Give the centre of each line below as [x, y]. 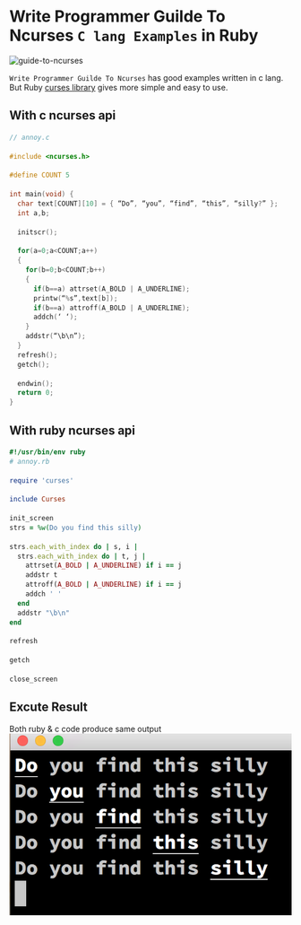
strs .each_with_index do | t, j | [82, 556]
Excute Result [48, 707]
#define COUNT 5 [39, 175]
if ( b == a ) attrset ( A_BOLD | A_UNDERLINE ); [112, 289]
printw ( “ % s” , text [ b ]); [75, 298]
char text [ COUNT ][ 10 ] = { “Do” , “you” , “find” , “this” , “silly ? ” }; [148, 204]
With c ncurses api [63, 115]
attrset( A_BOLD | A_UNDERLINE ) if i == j [103, 566]
